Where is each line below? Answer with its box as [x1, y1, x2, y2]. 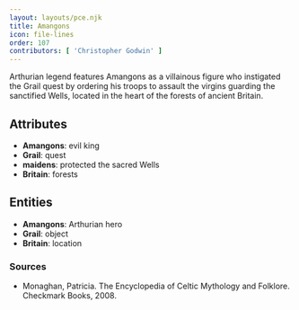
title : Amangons [9, 22, 70, 31]
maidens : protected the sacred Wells [22, 159, 160, 170]
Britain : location [22, 237, 83, 248]
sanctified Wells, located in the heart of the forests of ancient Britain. [9, 91, 264, 102]
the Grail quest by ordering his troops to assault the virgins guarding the [9, 81, 276, 92]
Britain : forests [22, 168, 79, 180]
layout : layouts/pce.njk [9, 13, 102, 22]
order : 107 [9, 38, 50, 48]
